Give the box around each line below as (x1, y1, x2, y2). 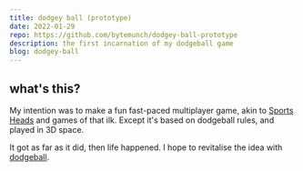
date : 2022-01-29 (9, 22, 76, 31)
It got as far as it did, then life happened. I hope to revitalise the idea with (9, 142, 283, 153)
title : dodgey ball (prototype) (9, 13, 132, 23)
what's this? (9, 81, 81, 96)
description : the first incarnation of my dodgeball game (9, 38, 234, 48)
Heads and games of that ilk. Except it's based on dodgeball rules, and (9, 115, 275, 126)
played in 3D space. (9, 124, 85, 135)
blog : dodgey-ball (9, 47, 79, 56)
